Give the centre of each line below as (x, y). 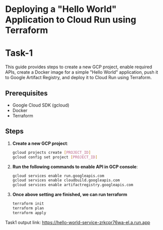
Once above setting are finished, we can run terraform (70, 195)
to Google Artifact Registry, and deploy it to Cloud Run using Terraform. (79, 78)
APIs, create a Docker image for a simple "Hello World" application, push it (82, 72)
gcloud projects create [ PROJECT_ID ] (52, 152)
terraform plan (28, 208)
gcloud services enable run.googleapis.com (58, 176)
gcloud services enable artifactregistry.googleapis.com (73, 185)
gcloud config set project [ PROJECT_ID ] (55, 157)
